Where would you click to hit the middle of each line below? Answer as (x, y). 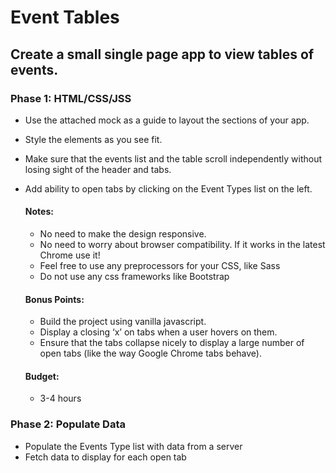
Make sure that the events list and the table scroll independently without (173, 158)
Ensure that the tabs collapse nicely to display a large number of (172, 343)
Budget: (42, 376)
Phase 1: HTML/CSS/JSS (71, 98)
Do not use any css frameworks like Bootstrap (134, 277)
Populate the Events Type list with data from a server (133, 446)
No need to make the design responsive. (123, 234)
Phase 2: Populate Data (68, 424)
